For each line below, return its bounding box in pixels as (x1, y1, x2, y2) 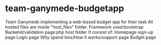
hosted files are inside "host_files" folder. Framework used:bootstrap (5, 24, 143, 30)
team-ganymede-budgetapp (5, 3, 124, 14)
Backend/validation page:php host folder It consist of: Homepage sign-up (5, 29, 154, 35)
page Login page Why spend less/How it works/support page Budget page (5, 34, 157, 40)
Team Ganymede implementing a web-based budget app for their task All (5, 19, 153, 25)
